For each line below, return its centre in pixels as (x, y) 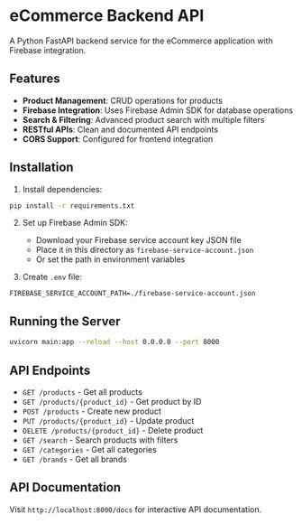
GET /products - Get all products (82, 392)
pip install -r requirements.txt (72, 206)
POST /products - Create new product (92, 411)
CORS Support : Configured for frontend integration (118, 139)
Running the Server (65, 321)
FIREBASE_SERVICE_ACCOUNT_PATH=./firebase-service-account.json (133, 294)
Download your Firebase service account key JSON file (138, 240)
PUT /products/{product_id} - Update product (108, 420)
